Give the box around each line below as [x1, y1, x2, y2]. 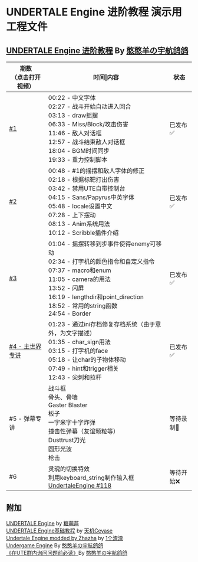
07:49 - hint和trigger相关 [48, 364, 119, 373]
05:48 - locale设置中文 [48, 202, 113, 210]
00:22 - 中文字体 [48, 94, 96, 102]
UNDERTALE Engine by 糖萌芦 [6, 519, 80, 527]
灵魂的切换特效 [48, 465, 90, 473]
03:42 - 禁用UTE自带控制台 [48, 184, 126, 192]
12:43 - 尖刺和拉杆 [48, 373, 102, 381]
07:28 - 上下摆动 [48, 211, 96, 219]
